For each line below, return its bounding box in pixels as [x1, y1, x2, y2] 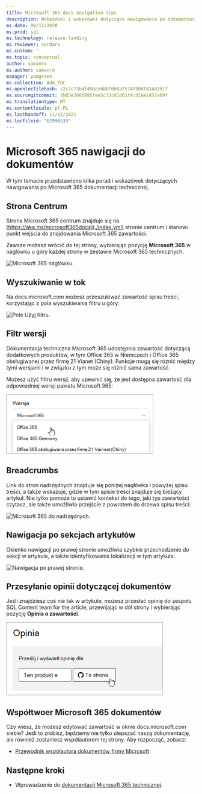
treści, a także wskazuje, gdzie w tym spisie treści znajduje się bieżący [6, 488, 182, 495]
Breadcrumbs [6, 465, 59, 476]
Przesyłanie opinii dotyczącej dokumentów [6, 581, 171, 591]
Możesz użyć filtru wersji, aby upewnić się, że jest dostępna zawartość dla [6, 376, 191, 383]
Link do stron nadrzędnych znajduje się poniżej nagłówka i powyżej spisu [6, 481, 188, 488]
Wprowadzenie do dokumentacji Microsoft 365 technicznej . [14, 781, 163, 788]
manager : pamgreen [6, 73, 52, 80]
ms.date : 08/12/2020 [6, 22, 58, 28]
